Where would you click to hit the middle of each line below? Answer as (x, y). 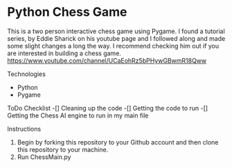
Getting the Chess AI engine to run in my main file (78, 115)
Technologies (27, 74)
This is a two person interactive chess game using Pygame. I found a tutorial (116, 31)
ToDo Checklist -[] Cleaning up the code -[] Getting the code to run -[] (108, 108)
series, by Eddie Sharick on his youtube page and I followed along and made (116, 38)
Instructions (24, 129)
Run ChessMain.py (44, 157)
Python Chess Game (67, 12)
